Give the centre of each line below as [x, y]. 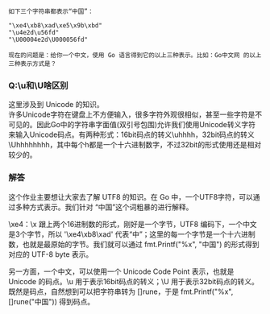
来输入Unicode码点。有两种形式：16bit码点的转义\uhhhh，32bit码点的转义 [132, 134]
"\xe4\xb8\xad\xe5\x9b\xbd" [56, 26]
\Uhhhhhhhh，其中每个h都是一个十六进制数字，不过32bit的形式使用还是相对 [135, 145]
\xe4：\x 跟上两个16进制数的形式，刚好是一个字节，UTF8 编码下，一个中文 [133, 224]
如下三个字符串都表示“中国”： [51, 11]
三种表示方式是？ [33, 64]
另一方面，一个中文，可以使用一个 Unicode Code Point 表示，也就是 [121, 271]
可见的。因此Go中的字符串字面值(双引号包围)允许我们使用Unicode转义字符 [132, 125]
